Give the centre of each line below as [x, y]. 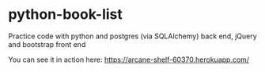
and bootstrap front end [47, 44]
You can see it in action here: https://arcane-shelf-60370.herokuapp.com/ [129, 59]
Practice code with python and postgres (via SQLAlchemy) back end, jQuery [132, 36]
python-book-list [65, 14]
